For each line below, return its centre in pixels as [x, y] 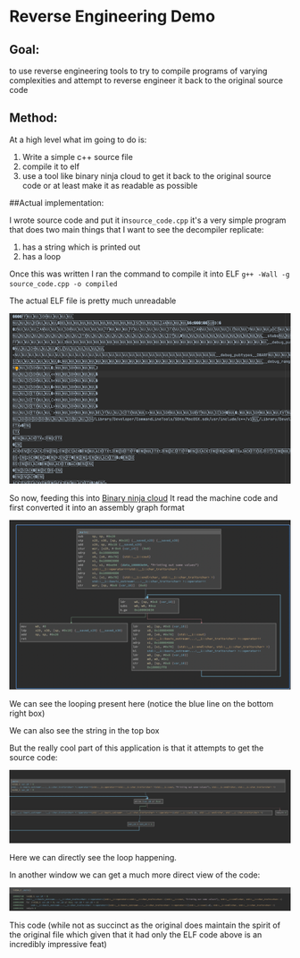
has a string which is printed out [81, 247]
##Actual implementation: [57, 202]
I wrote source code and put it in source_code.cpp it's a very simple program [148, 220]
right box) [27, 713]
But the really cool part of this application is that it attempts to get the [137, 748]
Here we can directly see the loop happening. [93, 857]
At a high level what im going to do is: [78, 140]
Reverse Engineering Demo [112, 17]
